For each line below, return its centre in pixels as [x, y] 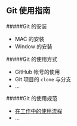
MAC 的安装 [30, 39]
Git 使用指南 [28, 11]
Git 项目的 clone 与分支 [43, 79]
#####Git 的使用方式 [32, 59]
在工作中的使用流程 [38, 111]
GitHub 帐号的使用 [37, 72]
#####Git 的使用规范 [32, 98]
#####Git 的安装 [27, 26]
